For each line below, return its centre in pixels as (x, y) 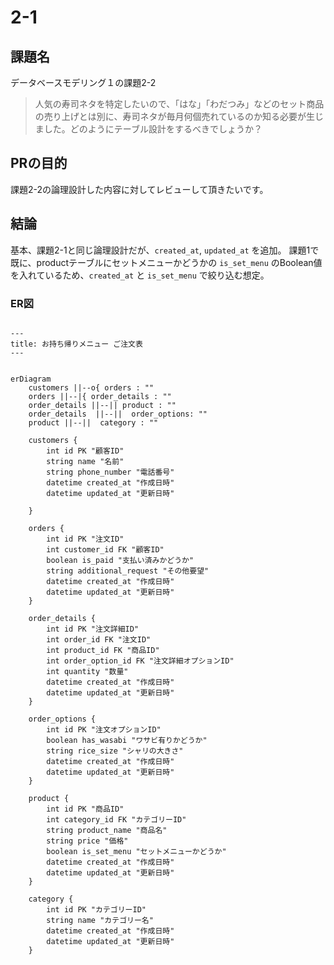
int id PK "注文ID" (85, 539)
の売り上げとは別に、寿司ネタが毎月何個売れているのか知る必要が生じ (179, 116)
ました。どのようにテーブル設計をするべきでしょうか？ (148, 129)
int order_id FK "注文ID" (99, 639)
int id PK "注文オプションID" (104, 729)
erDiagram (31, 379)
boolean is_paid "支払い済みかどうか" (120, 560)
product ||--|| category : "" (93, 422)
